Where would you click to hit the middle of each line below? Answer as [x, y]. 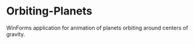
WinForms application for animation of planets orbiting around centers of [97, 28]
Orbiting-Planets [49, 11]
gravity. [16, 34]
